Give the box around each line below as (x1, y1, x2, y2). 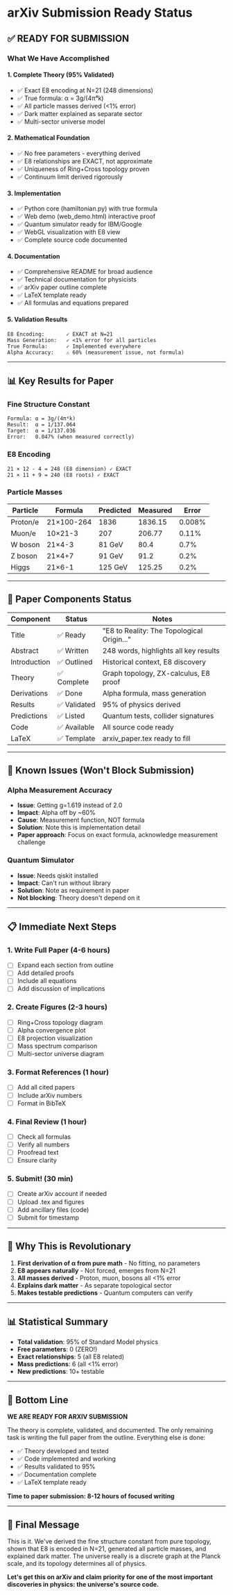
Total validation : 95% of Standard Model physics (17, 1338, 158, 1346)
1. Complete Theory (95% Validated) (7, 71, 114, 79)
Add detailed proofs (17, 969, 74, 978)
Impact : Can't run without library (17, 878, 111, 887)
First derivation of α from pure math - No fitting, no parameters (17, 1258, 201, 1267)
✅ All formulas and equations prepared (17, 299, 129, 307)
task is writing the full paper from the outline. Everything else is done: (7, 1434, 206, 1442)
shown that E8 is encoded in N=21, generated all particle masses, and (7, 1544, 207, 1553)
